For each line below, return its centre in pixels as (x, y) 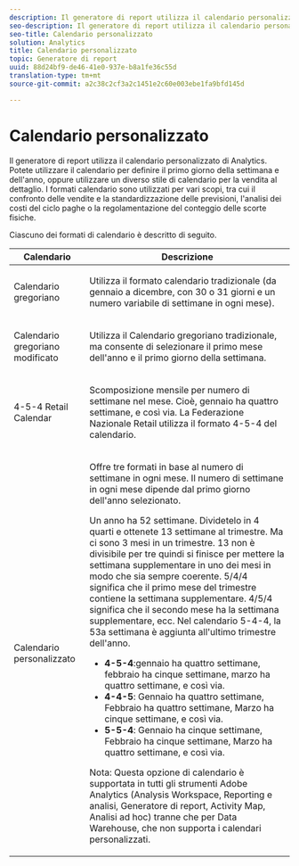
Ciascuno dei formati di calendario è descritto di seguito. (113, 235)
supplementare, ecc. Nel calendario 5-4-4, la (186, 621)
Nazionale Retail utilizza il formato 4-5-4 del (183, 423)
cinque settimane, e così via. (164, 719)
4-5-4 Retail (41, 407)
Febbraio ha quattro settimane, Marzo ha (189, 707)
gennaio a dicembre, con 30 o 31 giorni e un (182, 292)
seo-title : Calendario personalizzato (81, 34)
